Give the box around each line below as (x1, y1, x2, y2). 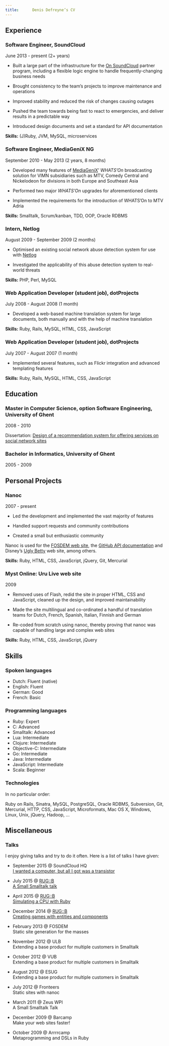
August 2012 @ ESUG (12, 969, 58, 975)
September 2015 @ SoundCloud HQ (12, 863, 87, 869)
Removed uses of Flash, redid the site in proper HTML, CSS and (12, 591, 145, 597)
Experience (5, 26, 42, 35)
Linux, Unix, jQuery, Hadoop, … (5, 811, 70, 817)
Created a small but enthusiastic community (12, 533, 104, 539)
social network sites (5, 438, 47, 444)
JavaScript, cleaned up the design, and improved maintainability (12, 597, 146, 603)
